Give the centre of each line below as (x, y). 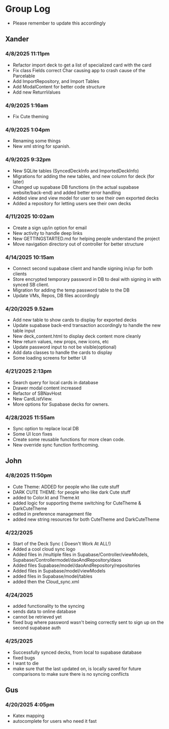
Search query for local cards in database (55, 382)
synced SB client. (31, 285)
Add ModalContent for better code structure (59, 86)
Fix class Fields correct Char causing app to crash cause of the (79, 70)
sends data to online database (44, 611)
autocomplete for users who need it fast (54, 721)
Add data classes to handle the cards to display (62, 352)
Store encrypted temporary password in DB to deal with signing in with (87, 279)
